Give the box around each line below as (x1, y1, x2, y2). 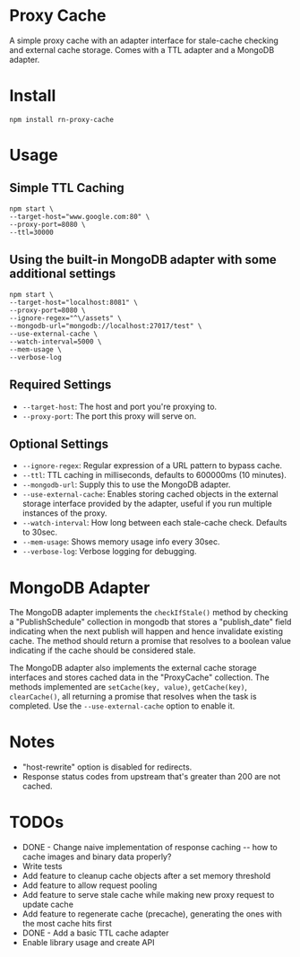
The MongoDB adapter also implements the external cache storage (9, 663, 257, 674)
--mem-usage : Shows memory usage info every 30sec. (21, 536, 221, 547)
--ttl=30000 (9, 228, 54, 237)
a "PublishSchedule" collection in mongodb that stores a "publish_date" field (9, 616, 292, 628)
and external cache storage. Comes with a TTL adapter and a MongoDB (9, 44, 275, 55)
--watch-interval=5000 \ (9, 337, 102, 346)
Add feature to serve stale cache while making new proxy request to (21, 890, 275, 900)
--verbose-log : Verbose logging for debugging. (21, 546, 197, 557)
